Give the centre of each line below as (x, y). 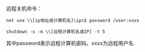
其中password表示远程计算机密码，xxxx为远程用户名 (70, 43)
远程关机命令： (24, 8)
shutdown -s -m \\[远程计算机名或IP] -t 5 (56, 32)
